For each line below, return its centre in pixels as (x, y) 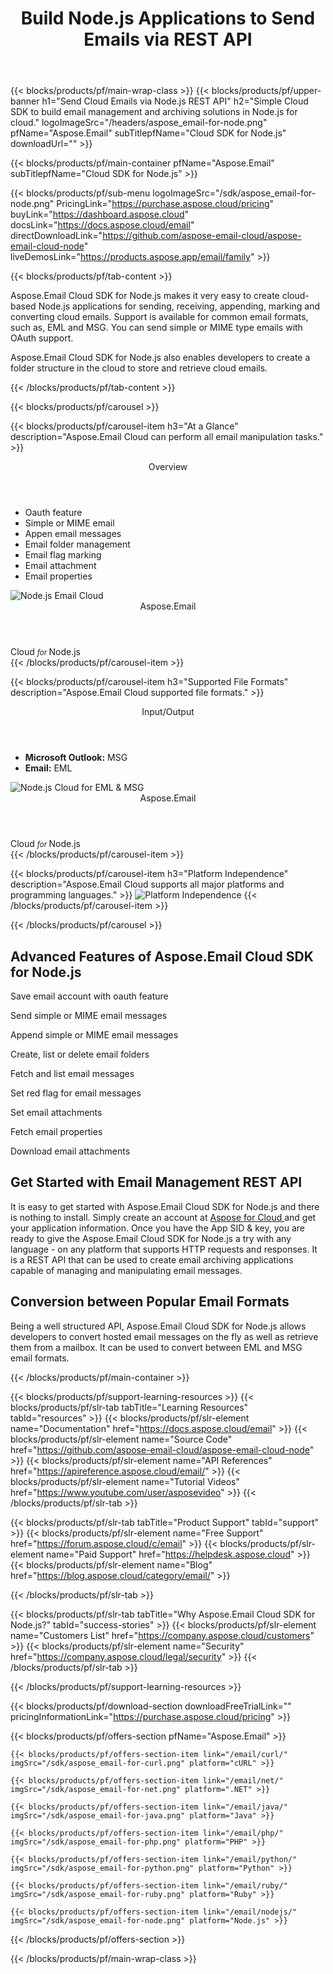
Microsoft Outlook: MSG (76, 758)
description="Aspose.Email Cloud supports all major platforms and (147, 884)
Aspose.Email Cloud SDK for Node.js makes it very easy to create (145, 296)
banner (25, 101)
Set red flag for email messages (76, 1093)
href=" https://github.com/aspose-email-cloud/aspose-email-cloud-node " (162, 1449)
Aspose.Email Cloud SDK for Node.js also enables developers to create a (160, 358)
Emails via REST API (168, 39)
